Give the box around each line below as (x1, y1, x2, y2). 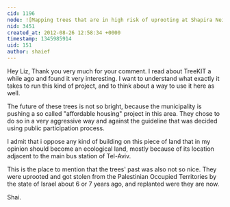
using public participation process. (7, 124, 105, 132)
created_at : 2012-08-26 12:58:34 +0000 (7, 29, 121, 36)
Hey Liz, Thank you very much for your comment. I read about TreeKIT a (7, 66, 212, 75)
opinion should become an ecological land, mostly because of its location (7, 145, 214, 153)
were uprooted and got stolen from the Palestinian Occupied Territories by (7, 172, 217, 180)
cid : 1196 (7, 10, 36, 17)
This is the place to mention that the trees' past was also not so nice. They (7, 165, 217, 173)
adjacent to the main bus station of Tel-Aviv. (7, 151, 131, 160)
